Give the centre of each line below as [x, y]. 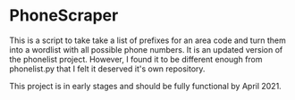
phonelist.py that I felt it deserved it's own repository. [107, 69]
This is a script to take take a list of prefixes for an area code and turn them [147, 40]
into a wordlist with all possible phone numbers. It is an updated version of [146, 49]
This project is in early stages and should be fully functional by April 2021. [145, 86]
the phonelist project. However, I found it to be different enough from [136, 59]
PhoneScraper [64, 16]
